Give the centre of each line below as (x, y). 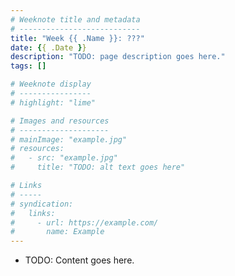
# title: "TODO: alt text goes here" (98, 167)
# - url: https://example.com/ (84, 222)
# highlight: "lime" (53, 102)
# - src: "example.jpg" (64, 158)
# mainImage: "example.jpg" (69, 139)
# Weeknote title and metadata (75, 19)
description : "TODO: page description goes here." (118, 57)
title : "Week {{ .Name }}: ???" (77, 38)
